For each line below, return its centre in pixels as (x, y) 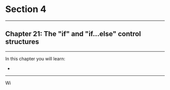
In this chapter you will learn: (35, 58)
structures (22, 42)
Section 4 (26, 9)
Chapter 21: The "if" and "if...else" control (73, 34)
